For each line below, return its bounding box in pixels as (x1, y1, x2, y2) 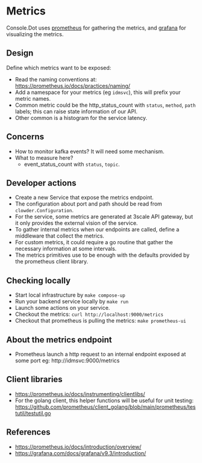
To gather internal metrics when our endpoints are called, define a (14, 226, 180, 233)
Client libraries (6, 374, 63, 385)
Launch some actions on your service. (14, 304, 110, 312)
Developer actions (6, 178, 77, 188)
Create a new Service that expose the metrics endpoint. (14, 194, 154, 201)
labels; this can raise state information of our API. (14, 107, 137, 115)
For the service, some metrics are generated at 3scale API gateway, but (14, 213, 193, 221)
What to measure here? (14, 154, 74, 161)
